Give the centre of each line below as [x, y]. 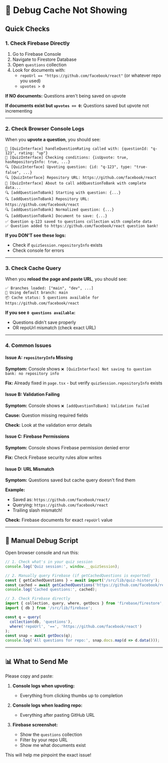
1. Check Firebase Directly [37, 43]
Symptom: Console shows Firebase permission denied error [67, 448]
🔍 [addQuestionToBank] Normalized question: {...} [59, 210]
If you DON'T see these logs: [35, 235]
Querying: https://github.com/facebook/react [60, 505]
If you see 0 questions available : [40, 313]
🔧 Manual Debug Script [42, 541]
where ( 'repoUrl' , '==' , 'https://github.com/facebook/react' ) [76, 626]
